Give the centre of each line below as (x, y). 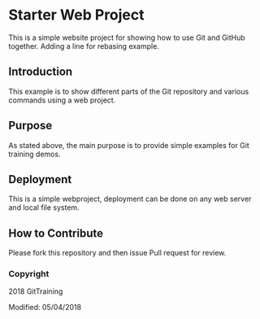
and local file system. (44, 208)
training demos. (35, 154)
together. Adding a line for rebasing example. (84, 46)
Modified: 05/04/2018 (45, 308)
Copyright (29, 274)
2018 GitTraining (36, 291)
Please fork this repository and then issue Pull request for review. (117, 253)
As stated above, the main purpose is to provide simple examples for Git (129, 145)
